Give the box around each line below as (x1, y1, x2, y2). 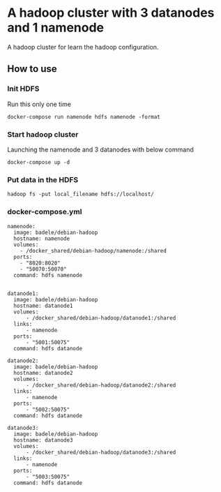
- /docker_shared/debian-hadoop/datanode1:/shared (25, 314, 176, 322)
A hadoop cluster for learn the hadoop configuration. (7, 43, 159, 51)
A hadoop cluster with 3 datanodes (7, 5, 215, 21)
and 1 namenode (7, 20, 105, 36)
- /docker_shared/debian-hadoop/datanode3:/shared (25, 449, 176, 456)
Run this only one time (7, 100, 72, 108)
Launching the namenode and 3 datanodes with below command (7, 145, 194, 154)
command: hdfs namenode (13, 271, 82, 278)
